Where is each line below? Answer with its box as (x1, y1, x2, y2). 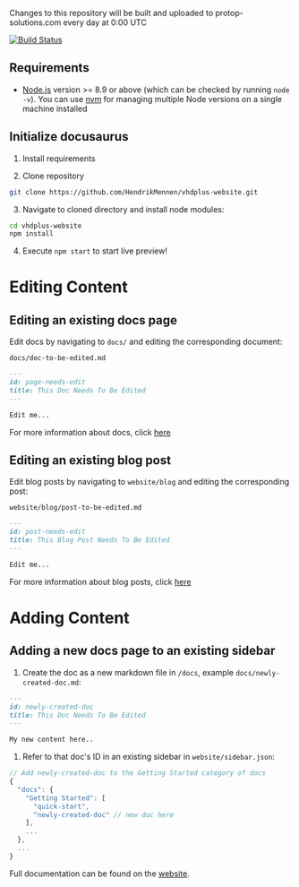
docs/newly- (235, 668, 280, 677)
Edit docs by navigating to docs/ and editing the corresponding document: (9, 336, 283, 348)
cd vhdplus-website (9, 221, 82, 230)
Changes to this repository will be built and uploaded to (9, 8, 214, 18)
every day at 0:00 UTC (63, 17, 148, 28)
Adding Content (9, 608, 130, 628)
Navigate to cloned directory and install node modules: (21, 203, 225, 214)
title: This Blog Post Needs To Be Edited (9, 536, 170, 545)
